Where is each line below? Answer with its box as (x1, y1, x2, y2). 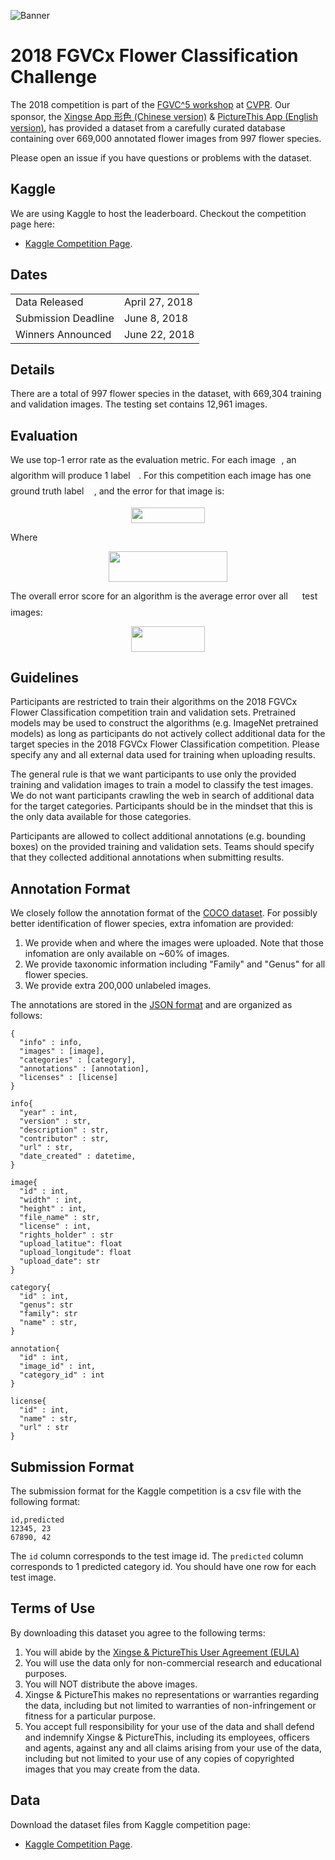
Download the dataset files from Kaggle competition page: (10, 1818, 251, 1830)
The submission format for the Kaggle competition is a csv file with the (10, 1485, 302, 1497)
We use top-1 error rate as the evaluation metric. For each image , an (10, 454, 297, 466)
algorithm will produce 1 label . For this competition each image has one (10, 469, 312, 481)
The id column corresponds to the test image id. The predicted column (10, 1550, 304, 1562)
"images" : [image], (19, 1046, 105, 1057)
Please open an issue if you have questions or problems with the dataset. (10, 151, 312, 164)
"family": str (19, 1309, 78, 1319)
